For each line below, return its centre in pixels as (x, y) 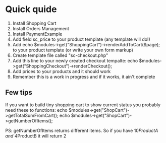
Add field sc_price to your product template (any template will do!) (81, 39)
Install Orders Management (41, 28)
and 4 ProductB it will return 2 (36, 136)
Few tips (19, 92)
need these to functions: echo (36, 110)
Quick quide (31, 9)
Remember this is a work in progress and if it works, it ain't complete (84, 77)
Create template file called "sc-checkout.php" (60, 55)
